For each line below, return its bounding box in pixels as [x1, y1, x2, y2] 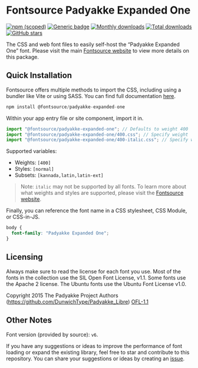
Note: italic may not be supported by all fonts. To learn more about [20, 183, 187, 190]
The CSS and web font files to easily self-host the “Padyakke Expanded [6, 41, 180, 48]
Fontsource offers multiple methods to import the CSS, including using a [6, 86, 181, 93]
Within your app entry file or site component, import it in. [6, 115, 144, 122]
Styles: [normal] [14, 165, 54, 172]
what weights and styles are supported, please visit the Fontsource [20, 190, 184, 197]
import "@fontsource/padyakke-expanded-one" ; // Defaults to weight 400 [6, 126, 189, 132]
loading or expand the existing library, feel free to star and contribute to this [6, 349, 190, 356]
